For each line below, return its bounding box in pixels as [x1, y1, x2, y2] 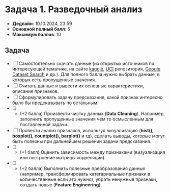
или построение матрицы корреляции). [19, 154, 106, 160]
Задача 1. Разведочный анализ [5, 4, 143, 15]
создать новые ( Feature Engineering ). [19, 181, 102, 187]
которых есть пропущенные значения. [12, 77, 96, 83]
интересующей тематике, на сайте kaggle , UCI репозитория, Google [12, 65, 161, 72]
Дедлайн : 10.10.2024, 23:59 [12, 20, 72, 27]
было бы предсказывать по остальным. [12, 100, 99, 106]
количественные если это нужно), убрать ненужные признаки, [19, 176, 157, 182]
